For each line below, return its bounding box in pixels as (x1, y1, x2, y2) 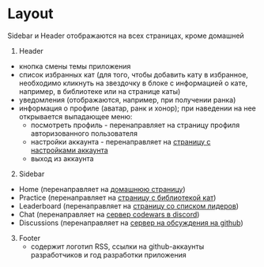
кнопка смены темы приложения (18, 61, 131, 71)
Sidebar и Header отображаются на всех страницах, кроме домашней (7, 31, 244, 40)
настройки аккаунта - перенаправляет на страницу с (30, 137, 211, 146)
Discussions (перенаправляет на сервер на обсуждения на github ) (18, 218, 244, 228)
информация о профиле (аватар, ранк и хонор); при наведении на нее (18, 103, 256, 113)
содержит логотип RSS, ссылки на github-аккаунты (30, 242, 205, 251)
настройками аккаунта (30, 145, 108, 155)
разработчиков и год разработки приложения (30, 250, 187, 259)
